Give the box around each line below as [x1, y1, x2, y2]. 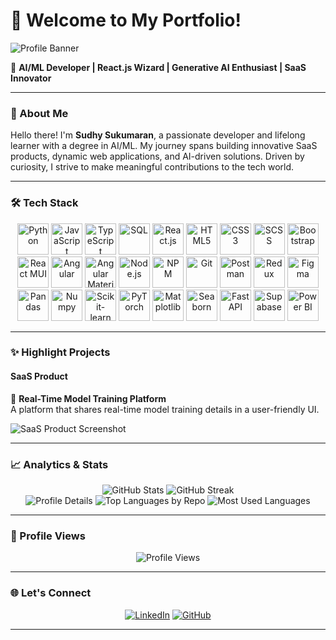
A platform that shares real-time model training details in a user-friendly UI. [10, 403, 320, 415]
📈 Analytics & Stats [10, 457, 109, 471]
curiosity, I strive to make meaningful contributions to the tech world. [10, 161, 295, 173]
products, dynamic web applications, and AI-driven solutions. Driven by [10, 150, 305, 163]
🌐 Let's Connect [10, 586, 92, 600]
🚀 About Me [10, 106, 69, 120]
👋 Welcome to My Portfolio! [10, 9, 242, 32]
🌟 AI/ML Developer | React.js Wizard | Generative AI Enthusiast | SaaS [10, 61, 307, 73]
